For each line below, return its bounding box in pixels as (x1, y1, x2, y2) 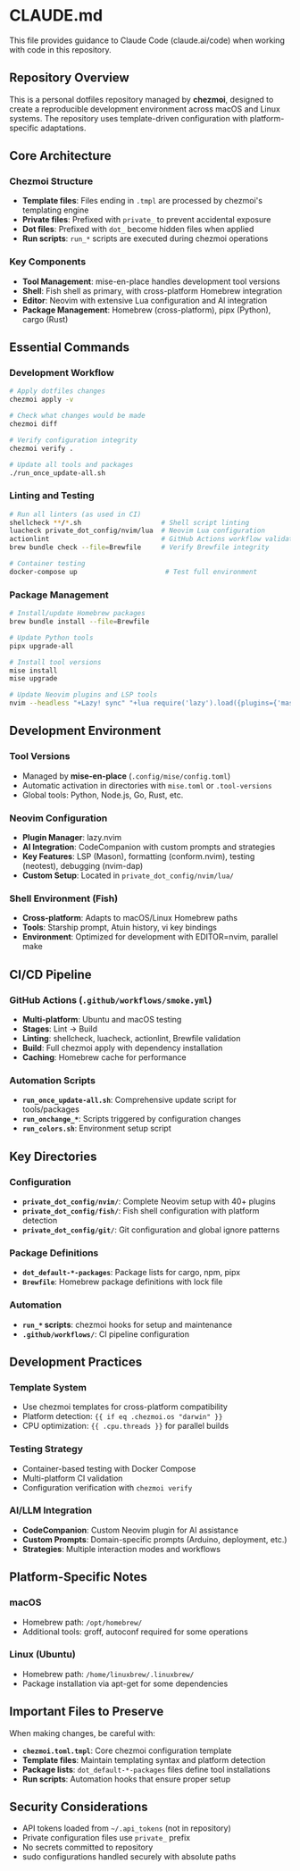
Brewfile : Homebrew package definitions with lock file (21, 1276, 223, 1287)
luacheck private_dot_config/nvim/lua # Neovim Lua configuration (9, 526, 266, 536)
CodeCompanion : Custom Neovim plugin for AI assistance (21, 1524, 239, 1535)
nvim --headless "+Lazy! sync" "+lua (9, 698, 150, 708)
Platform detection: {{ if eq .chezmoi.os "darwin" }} (21, 1411, 223, 1422)
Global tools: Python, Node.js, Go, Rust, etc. (21, 789, 184, 800)
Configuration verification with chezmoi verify (21, 1482, 193, 1492)
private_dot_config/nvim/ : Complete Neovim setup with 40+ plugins (21, 1196, 276, 1207)
